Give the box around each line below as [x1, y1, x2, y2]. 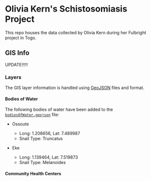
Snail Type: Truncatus [19, 136, 63, 141]
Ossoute [12, 121, 29, 127]
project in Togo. [5, 35, 37, 41]
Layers [5, 74, 22, 80]
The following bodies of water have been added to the [5, 106, 113, 112]
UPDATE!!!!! [5, 61, 28, 67]
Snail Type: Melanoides [19, 160, 66, 166]
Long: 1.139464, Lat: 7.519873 [19, 154, 78, 160]
